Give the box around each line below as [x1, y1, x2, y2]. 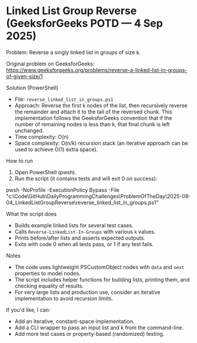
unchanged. [14, 127, 44, 134]
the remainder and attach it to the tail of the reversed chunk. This [14, 108, 172, 115]
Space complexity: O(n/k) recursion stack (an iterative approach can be [14, 139, 188, 146]
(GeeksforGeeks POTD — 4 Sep [6, 17, 163, 30]
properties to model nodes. [14, 270, 81, 277]
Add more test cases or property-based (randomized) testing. [14, 330, 165, 337]
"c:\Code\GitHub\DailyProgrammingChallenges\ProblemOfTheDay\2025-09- [6, 192, 191, 200]
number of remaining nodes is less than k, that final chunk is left [14, 120, 170, 128]
